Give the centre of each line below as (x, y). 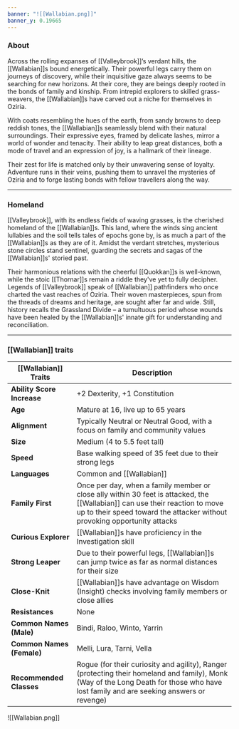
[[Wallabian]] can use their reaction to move (150, 503)
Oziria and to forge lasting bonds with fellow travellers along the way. (108, 180)
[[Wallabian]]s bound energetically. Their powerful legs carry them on (110, 68)
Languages (30, 474)
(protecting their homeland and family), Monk (152, 673)
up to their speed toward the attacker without (152, 512)
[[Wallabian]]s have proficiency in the (139, 533)
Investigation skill (105, 542)
